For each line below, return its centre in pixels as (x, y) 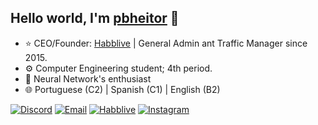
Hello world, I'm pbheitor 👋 (95, 18)
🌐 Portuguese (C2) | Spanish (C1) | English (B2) (122, 89)
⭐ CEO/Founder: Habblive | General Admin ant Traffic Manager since (166, 43)
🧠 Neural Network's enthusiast (88, 78)
